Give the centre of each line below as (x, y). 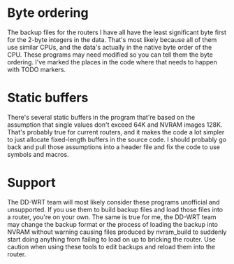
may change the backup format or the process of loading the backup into (113, 224)
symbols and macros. (38, 154)
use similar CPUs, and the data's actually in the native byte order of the (110, 47)
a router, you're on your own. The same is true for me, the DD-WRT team (112, 217)
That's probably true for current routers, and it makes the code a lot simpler (116, 132)
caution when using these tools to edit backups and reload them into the (111, 246)
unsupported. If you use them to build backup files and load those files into (115, 209)
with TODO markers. (37, 69)
